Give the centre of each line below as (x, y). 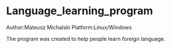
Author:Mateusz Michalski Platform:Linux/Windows (69, 27)
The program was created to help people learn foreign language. (86, 39)
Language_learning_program (80, 11)
